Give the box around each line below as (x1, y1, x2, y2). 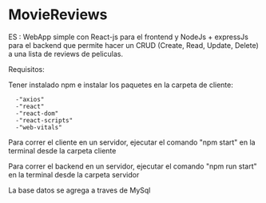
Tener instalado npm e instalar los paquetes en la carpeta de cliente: (8, 80, 234, 90)
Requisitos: (8, 64, 46, 74)
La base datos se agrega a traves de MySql (8, 185, 151, 195)
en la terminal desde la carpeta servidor (8, 169, 140, 179)
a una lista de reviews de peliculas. (8, 49, 124, 58)
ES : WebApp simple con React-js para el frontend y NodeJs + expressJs (8, 32, 249, 42)
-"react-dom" (15, 109, 59, 117)
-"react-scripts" (15, 116, 73, 125)
